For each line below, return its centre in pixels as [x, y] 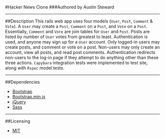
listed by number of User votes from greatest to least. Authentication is [77, 37]
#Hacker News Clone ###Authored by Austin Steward [60, 7]
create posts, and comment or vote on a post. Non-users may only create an [82, 47]
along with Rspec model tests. [35, 68]
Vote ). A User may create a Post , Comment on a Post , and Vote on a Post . [76, 26]
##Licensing [18, 121]
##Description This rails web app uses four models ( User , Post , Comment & [79, 21]
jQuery [19, 102]
